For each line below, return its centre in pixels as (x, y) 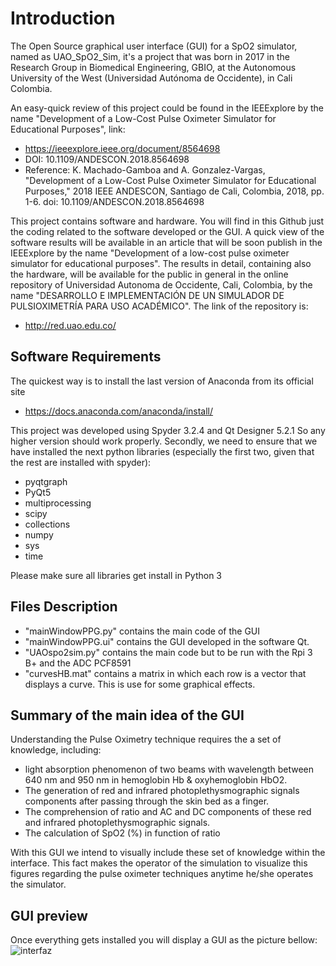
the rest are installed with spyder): (81, 462)
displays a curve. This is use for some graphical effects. (140, 684)
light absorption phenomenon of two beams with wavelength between (169, 769)
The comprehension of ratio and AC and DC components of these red (168, 812)
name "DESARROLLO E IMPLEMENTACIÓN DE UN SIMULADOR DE (147, 295)
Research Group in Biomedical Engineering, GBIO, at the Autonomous (153, 67)
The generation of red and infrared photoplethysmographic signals (162, 791)
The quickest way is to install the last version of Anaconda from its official (162, 381)
